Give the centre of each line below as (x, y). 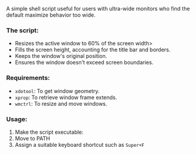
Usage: (17, 119)
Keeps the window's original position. (61, 56)
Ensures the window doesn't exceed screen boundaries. (84, 63)
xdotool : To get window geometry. (57, 91)
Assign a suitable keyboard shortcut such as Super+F (79, 144)
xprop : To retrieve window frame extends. (66, 97)
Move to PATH (32, 138)
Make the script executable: (49, 132)
